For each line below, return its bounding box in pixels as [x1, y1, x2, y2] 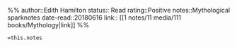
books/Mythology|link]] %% [7, 21, 90, 29]
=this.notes [7, 34, 42, 41]
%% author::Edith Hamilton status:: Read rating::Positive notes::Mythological [7, 6, 231, 14]
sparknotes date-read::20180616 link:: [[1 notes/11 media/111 [7, 13, 182, 22]
